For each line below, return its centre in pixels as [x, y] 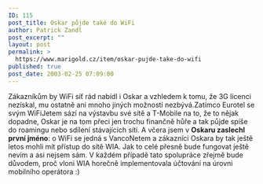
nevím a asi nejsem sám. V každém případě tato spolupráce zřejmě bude [126, 155]
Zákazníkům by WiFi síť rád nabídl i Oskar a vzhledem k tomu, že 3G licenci [130, 96]
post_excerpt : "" [37, 37]
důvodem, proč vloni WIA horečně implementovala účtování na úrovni [121, 163]
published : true [35, 67]
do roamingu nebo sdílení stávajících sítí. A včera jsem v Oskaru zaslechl [127, 130]
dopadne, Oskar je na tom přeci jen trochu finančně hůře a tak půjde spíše [128, 121]
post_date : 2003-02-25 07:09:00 [61, 74]
